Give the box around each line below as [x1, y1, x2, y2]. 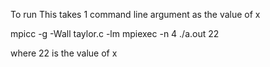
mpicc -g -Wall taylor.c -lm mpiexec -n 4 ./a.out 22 [10, 28, 220, 39]
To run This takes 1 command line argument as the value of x [10, 9, 261, 20]
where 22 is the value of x [10, 47, 118, 59]
